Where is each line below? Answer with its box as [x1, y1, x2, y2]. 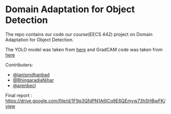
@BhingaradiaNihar [12, 77, 54, 83]
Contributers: [5, 62, 33, 68]
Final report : [5, 92, 32, 98]
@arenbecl [12, 82, 36, 89]
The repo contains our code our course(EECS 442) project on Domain [5, 31, 153, 37]
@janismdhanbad [12, 71, 50, 77]
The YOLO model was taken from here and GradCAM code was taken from [5, 46, 163, 52]
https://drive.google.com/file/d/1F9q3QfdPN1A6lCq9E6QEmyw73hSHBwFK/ [5, 98, 165, 104]
